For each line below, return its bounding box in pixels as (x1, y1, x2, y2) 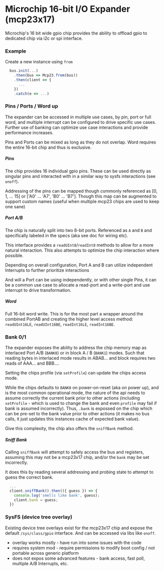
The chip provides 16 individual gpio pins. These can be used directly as (5, 168, 151, 174)
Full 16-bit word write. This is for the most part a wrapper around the (5, 311, 143, 316)
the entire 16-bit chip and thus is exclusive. (5, 144, 92, 150)
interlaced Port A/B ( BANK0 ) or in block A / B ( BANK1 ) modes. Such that (5, 350, 145, 356)
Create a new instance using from (5, 59, 73, 65)
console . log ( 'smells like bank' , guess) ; (14, 493, 100, 498)
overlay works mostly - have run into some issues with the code (12, 540, 142, 545)
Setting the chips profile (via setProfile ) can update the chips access (5, 370, 146, 375)
